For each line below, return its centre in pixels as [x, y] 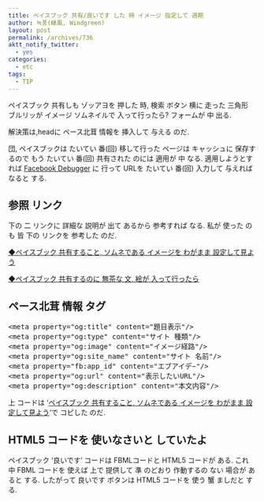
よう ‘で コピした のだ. [71, 413]
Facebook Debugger [57, 168]
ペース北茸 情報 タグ [57, 306]
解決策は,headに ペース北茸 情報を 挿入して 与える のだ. [99, 132]
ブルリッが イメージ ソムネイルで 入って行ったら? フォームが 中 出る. [120, 114]
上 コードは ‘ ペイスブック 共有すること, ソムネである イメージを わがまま [126, 402]
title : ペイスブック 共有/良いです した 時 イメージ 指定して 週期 [106, 15]
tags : [17, 74]
